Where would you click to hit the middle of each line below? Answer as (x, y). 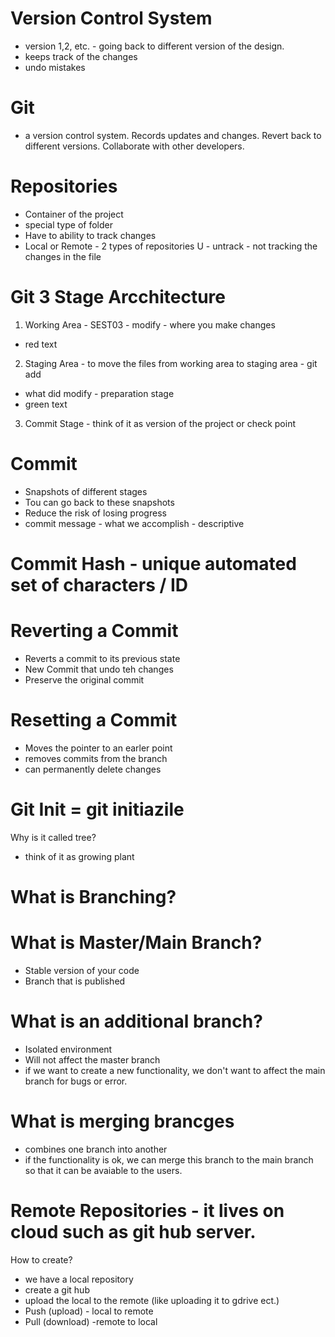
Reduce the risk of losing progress (95, 513)
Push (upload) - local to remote (89, 1311)
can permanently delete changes (93, 769)
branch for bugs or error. (76, 1081)
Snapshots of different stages (86, 491)
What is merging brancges (122, 1121)
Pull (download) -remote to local (91, 1321)
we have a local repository (79, 1279)
